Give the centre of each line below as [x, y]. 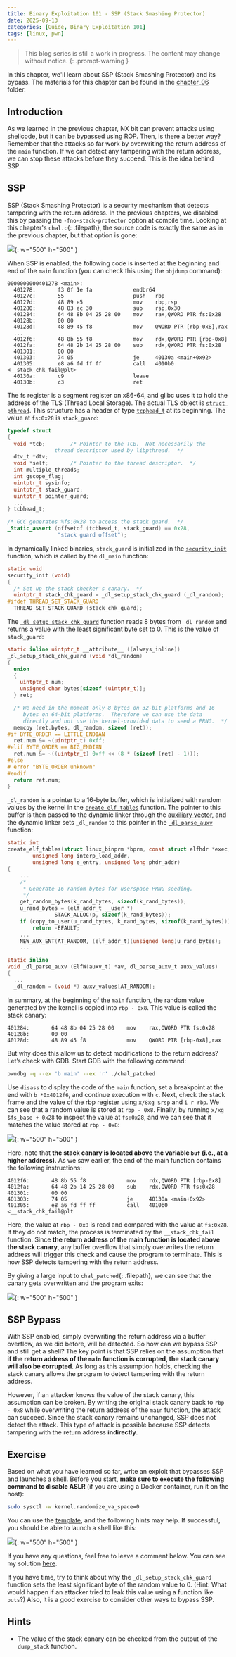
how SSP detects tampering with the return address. [83, 1262]
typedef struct [29, 430]
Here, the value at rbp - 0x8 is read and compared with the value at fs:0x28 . [118, 1224]
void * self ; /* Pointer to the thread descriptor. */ [105, 463]
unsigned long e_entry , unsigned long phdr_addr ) [106, 863]
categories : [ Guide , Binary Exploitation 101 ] [77, 27]
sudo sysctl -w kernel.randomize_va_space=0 [73, 1507]
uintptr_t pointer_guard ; [52, 496]
